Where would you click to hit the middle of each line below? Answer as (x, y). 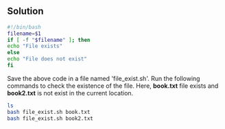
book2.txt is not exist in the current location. (70, 93)
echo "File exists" (35, 46)
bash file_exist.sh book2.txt (50, 118)
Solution (25, 11)
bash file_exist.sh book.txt (49, 112)
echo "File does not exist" (47, 59)
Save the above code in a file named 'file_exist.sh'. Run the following (104, 78)
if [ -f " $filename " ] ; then (49, 40)
